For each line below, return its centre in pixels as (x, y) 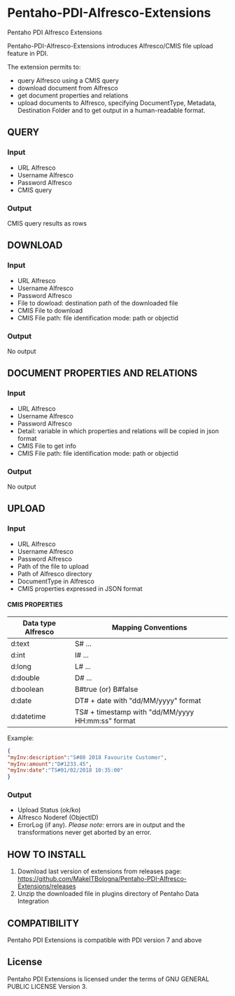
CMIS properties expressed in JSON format (80, 588)
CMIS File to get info (47, 446)
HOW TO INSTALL (47, 854)
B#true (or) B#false (106, 689)
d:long (21, 666)
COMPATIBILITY (43, 923)
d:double (25, 678)
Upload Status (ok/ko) (49, 810)
